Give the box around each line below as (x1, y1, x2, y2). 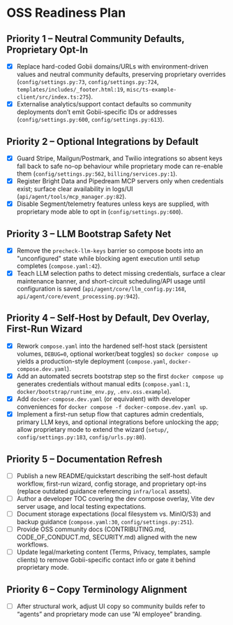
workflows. (16, 540, 50, 549)
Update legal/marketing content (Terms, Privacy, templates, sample (16, 548, 211, 556)
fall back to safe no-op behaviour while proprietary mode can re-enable (16, 162, 223, 170)
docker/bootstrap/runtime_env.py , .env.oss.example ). (16, 387, 172, 395)
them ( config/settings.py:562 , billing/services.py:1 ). (16, 169, 178, 178)
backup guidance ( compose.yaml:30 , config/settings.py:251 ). (16, 518, 195, 526)
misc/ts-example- (126, 86, 177, 94)
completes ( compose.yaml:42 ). (16, 262, 103, 270)
